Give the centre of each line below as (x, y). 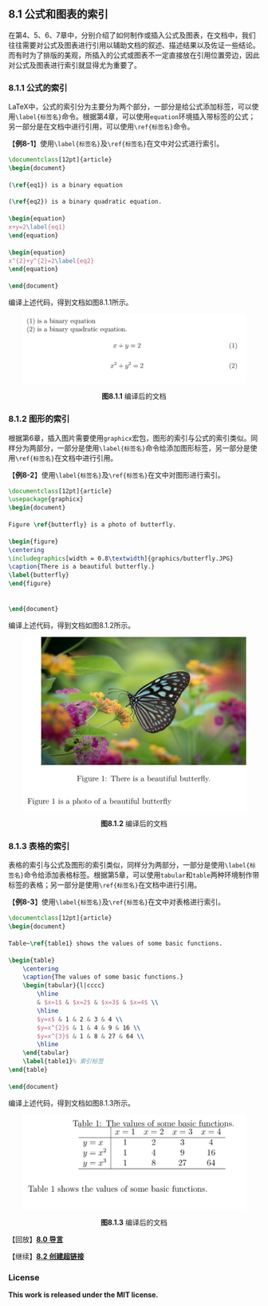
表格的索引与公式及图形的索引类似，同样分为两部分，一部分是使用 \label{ (129, 865)
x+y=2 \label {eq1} (37, 227)
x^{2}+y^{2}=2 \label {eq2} (51, 261)
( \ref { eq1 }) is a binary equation (66, 185)
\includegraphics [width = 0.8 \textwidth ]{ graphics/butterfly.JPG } (121, 558)
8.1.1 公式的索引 (38, 88)
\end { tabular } (46, 1053)
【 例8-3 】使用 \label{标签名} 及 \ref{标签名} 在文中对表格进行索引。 (117, 902)
